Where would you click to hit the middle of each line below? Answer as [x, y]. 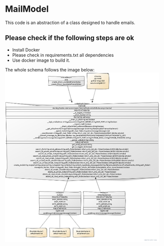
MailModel [27, 9]
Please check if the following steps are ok [70, 38]
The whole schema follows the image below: [50, 70]
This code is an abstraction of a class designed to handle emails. [70, 23]
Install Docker [26, 49]
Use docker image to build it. [41, 60]
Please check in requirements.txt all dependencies [63, 55]
